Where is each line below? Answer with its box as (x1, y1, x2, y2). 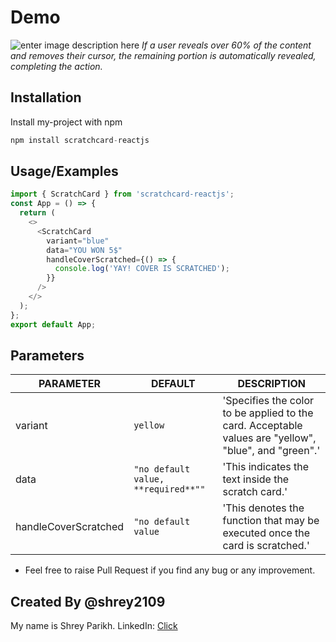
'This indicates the (222, 460, 310, 474)
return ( (19, 208, 56, 218)
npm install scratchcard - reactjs (10, 135, 150, 145)
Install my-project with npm (10, 116, 123, 128)
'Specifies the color (222, 394, 315, 408)
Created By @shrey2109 (10, 593, 166, 610)
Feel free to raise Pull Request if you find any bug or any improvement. (24, 564, 316, 576)
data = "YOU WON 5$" (46, 245, 123, 255)
